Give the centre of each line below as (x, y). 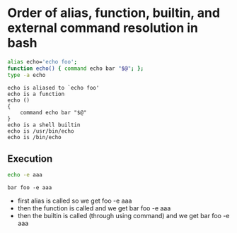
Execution (30, 159)
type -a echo (27, 75)
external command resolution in (103, 28)
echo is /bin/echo (34, 137)
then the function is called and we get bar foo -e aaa (94, 208)
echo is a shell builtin (44, 125)
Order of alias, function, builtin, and (114, 13)
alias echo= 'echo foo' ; (42, 61)
